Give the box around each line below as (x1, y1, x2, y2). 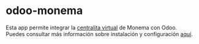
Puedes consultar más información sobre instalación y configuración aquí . (6, 30, 193, 37)
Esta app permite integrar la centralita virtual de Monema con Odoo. (6, 24, 178, 31)
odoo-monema (6, 4, 83, 18)
